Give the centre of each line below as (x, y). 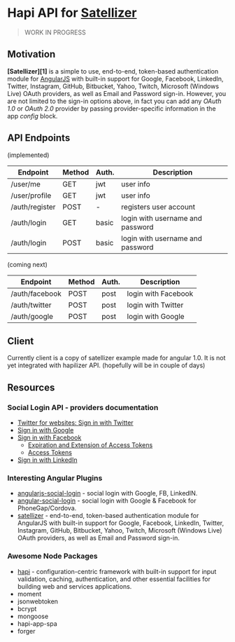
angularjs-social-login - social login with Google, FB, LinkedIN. (107, 493)
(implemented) (28, 155)
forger (27, 631)
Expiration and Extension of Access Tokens (90, 445)
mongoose (33, 616)
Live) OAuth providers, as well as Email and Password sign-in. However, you (117, 93)
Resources (31, 387)
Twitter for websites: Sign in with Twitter (76, 423)
